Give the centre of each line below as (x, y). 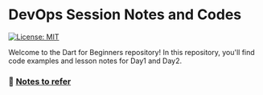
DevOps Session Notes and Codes (125, 15)
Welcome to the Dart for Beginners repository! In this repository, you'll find (131, 52)
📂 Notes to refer (40, 81)
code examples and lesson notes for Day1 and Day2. (95, 61)
